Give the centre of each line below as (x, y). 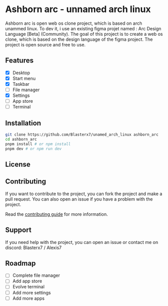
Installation (23, 123)
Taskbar (21, 84)
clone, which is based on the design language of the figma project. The (79, 39)
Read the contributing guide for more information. (57, 214)
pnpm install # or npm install (38, 144)
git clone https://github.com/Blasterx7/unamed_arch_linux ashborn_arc (82, 135)
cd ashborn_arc (21, 139)
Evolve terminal (28, 287)
